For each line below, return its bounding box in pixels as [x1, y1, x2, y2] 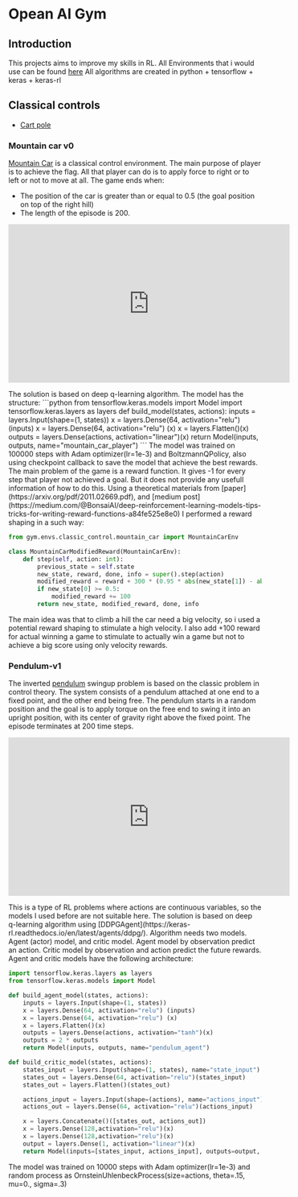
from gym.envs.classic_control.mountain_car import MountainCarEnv [8, 533, 239, 542]
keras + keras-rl [8, 76, 62, 85]
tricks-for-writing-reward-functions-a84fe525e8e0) [8, 509, 181, 519]
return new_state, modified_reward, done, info [37, 601, 199, 609]
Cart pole [19, 120, 51, 130]
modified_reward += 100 [51, 592, 131, 601]
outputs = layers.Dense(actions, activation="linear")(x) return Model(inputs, [8, 432, 259, 442]
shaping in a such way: [8, 518, 84, 527]
